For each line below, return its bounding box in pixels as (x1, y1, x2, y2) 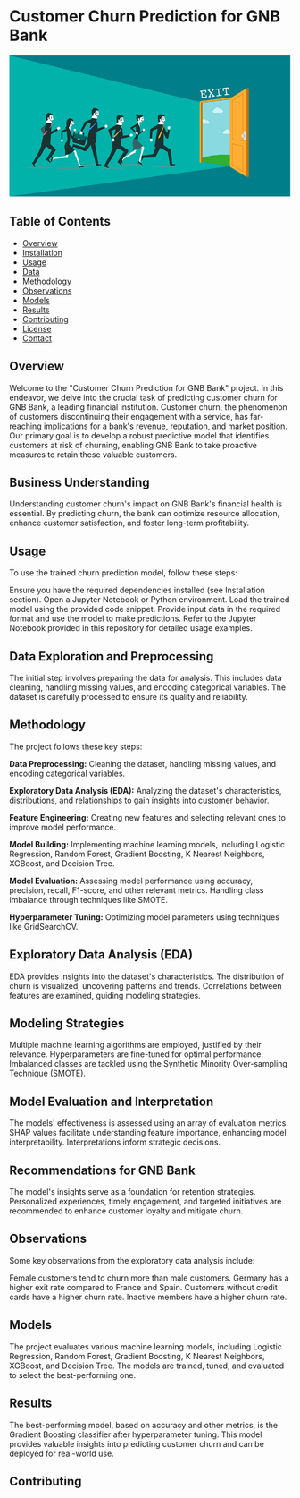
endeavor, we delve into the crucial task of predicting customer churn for (9, 392, 279, 403)
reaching (9, 421, 42, 431)
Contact (21, 333, 52, 344)
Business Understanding (9, 474, 150, 489)
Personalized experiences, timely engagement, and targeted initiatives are (9, 1196, 282, 1207)
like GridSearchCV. (9, 921, 79, 932)
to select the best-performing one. (9, 1369, 137, 1380)
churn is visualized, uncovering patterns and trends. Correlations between (9, 980, 283, 991)
